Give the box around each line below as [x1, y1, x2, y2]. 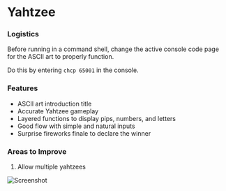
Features [7, 83, 38, 93]
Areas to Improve [7, 146, 67, 156]
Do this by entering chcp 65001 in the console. [7, 66, 139, 74]
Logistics [7, 29, 40, 39]
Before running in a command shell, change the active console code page [7, 45, 220, 53]
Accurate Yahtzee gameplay [17, 106, 99, 115]
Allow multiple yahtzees [17, 162, 86, 171]
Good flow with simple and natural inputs [17, 122, 135, 130]
